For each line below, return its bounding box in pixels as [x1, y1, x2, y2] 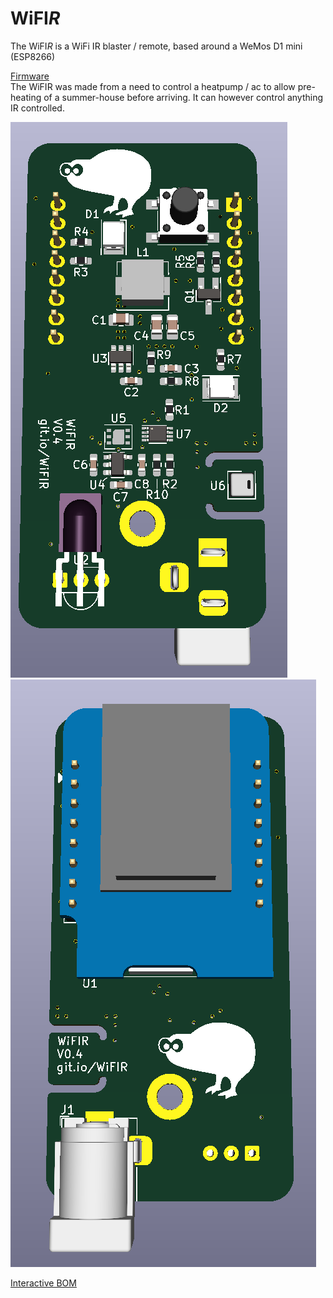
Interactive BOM [10, 1277, 77, 1289]
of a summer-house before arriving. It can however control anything [43, 91, 324, 103]
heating [10, 91, 42, 103]
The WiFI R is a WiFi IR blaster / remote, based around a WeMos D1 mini [10, 40, 303, 52]
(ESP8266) [10, 50, 56, 62]
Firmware [10, 70, 50, 82]
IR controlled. [10, 102, 65, 114]
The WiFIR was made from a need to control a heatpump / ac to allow [10, 80, 296, 92]
